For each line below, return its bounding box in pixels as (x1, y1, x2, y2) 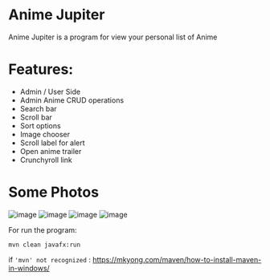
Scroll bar (19, 112, 52, 122)
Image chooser (19, 129, 71, 139)
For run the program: (8, 225, 78, 234)
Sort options (19, 120, 62, 130)
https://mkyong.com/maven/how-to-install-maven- (92, 254, 262, 264)
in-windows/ (8, 263, 50, 273)
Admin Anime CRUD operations (19, 95, 125, 105)
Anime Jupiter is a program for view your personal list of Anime (8, 32, 218, 42)
